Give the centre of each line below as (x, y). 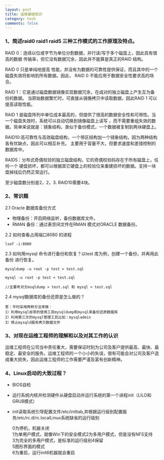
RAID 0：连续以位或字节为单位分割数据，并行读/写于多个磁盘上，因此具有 (79, 53)
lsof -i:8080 (18, 244)
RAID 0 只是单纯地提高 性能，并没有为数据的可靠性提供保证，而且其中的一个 (82, 69)
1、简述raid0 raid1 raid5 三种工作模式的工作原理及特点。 (71, 41)
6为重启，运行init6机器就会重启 (43, 453)
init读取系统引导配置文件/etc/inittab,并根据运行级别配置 (67, 412)
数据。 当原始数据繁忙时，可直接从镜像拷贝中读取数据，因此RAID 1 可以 (85, 98)
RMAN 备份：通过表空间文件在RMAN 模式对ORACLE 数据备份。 (76, 224)
